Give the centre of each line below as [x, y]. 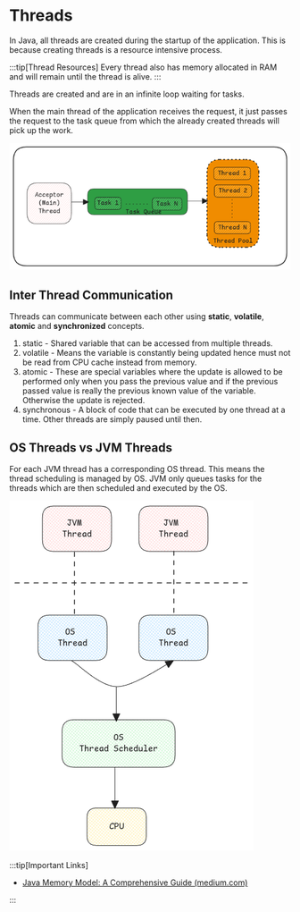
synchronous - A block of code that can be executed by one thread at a [154, 410]
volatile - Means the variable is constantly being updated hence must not [156, 353]
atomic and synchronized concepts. [77, 326]
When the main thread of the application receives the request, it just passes [148, 111]
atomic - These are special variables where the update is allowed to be [152, 372]
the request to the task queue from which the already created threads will [144, 121]
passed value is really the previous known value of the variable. [139, 391]
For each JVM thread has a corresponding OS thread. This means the [137, 469]
